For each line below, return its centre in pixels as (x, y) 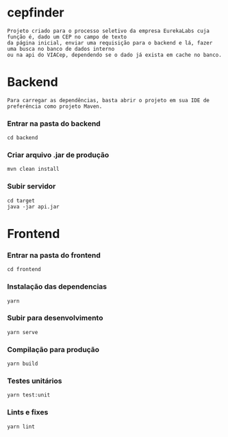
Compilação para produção (53, 349)
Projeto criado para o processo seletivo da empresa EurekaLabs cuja (109, 31)
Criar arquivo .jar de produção (58, 155)
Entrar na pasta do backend (54, 123)
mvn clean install (33, 169)
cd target (21, 200)
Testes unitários (35, 381)
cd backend (23, 138)
